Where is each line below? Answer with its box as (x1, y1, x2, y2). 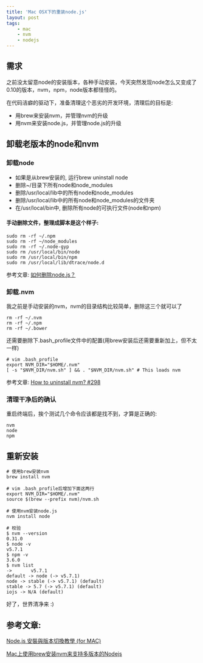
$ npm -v (6, 552, 29, 558)
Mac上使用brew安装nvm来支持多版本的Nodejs (6, 650, 123, 657)
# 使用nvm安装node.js (6, 508, 58, 514)
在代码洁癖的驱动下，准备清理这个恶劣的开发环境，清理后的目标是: (6, 98, 173, 106)
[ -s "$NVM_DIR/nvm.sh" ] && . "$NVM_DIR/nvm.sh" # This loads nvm (6, 367, 181, 373)
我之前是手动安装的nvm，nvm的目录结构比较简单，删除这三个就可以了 (6, 303, 182, 310)
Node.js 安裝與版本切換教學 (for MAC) (6, 637, 101, 644)
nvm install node (6, 514, 50, 520)
